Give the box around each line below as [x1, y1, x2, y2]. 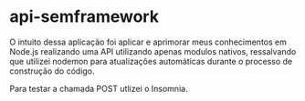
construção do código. [9, 66, 95, 76]
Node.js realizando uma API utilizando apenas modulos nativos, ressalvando [9, 45, 297, 56]
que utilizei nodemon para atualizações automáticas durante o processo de [9, 56, 293, 66]
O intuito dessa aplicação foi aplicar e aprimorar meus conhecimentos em [9, 36, 288, 47]
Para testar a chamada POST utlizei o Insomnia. [9, 83, 189, 94]
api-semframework [9, 6, 160, 27]
